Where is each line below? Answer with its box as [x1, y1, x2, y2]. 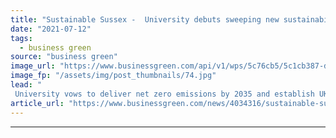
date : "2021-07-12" [10, 24, 92, 34]
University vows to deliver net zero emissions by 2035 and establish [14, 89, 315, 99]
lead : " [10, 80, 43, 90]
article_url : [10, 98, 65, 108]
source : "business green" [10, 52, 118, 62]
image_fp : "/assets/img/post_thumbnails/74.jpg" [10, 71, 217, 81]
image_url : [10, 61, 56, 71]
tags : [10, 33, 33, 43]
